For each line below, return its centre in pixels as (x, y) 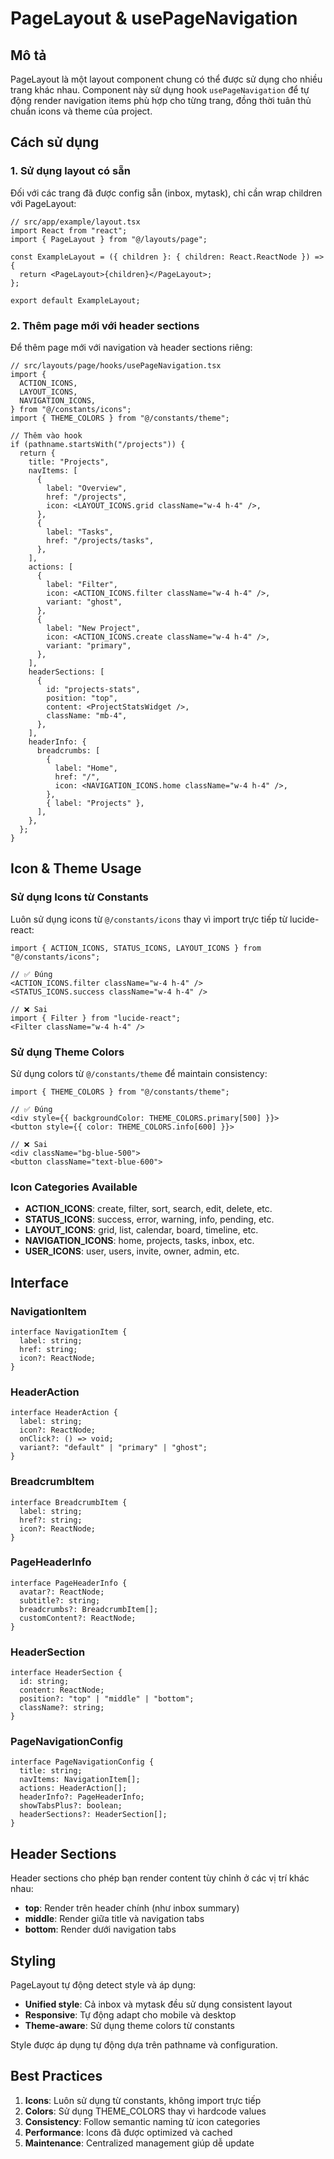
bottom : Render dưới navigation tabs (100, 1929)
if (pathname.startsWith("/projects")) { (98, 444)
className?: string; (62, 1708)
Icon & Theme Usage (76, 868)
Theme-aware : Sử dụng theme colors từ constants (129, 2026)
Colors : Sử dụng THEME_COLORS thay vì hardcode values (145, 2111)
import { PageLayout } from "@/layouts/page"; (109, 239)
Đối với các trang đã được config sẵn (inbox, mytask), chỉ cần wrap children (166, 193)
